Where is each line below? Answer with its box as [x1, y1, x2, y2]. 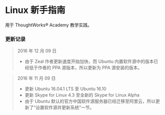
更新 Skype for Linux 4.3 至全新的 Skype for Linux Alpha [24, 92, 140, 98]
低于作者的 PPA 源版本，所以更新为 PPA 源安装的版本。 [29, 65, 143, 71]
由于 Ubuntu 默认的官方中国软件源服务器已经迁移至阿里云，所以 [24, 98, 156, 105]
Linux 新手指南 [5, 4, 66, 16]
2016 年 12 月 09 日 [17, 48, 57, 54]
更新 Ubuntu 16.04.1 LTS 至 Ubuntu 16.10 [24, 86, 107, 92]
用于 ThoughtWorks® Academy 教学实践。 [5, 22, 92, 28]
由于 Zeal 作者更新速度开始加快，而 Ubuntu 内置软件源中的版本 [24, 58, 154, 65]
